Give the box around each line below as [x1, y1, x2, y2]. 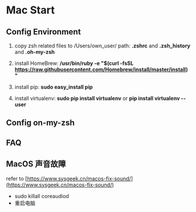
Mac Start [6, 4, 55, 17]
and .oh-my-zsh [14, 48, 55, 55]
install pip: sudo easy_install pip [14, 84, 93, 91]
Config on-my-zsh [6, 118, 75, 128]
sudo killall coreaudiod [14, 192, 69, 199]
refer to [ [6, 175, 27, 182]
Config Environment [6, 27, 81, 37]
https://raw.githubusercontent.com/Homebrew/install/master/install [14, 66, 186, 73]
